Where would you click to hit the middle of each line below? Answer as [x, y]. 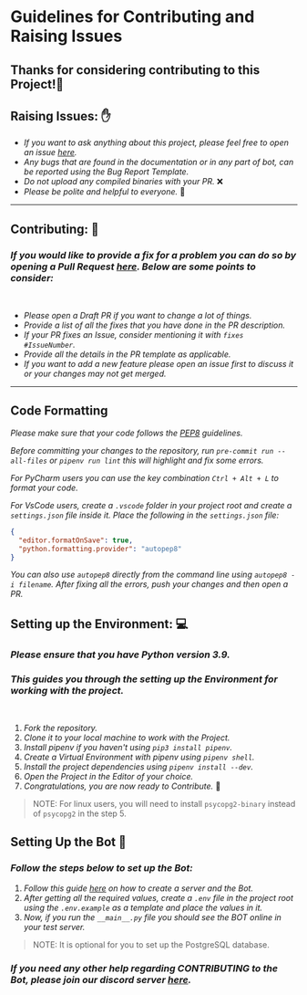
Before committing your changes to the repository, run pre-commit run [142, 450]
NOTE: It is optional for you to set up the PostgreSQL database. [151, 944]
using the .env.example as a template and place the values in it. [143, 907]
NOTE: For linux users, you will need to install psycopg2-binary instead [164, 804]
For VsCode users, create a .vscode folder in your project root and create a [151, 505]
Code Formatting [59, 411]
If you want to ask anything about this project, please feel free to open [156, 142]
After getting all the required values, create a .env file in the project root [159, 897]
